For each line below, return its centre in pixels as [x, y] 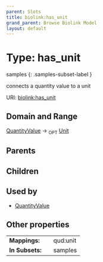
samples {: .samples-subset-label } [49, 75]
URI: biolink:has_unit [31, 98]
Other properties [38, 224]
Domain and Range [42, 116]
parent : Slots [24, 12]
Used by [22, 191]
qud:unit [65, 241]
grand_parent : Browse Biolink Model [51, 23]
